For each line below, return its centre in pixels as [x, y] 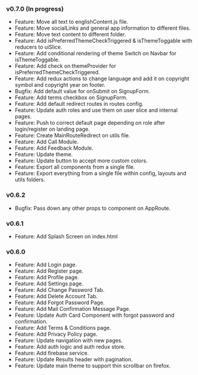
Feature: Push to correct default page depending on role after [90, 123]
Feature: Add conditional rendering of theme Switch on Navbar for [95, 53]
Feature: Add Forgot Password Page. [60, 302]
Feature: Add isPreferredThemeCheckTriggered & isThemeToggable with [103, 41]
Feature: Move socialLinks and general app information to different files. [103, 28]
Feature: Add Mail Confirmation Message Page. [73, 309]
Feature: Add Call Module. [47, 142]
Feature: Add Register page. [49, 271]
